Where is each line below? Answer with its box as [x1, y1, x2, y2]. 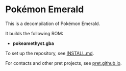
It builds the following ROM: [5, 30, 64, 36]
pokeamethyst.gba [12, 40, 55, 46]
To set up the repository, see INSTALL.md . [5, 50, 94, 56]
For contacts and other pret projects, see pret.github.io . [5, 60, 122, 66]
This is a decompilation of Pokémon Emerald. [5, 20, 100, 27]
